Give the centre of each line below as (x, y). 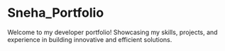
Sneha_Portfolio (56, 13)
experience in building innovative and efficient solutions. (90, 39)
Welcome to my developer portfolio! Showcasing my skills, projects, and (112, 32)
